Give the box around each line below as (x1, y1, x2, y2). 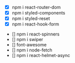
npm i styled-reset (11, 15, 50, 21)
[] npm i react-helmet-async (11, 52, 70, 58)
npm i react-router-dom (11, 4, 61, 10)
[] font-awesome (11, 42, 47, 48)
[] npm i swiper (11, 36, 43, 42)
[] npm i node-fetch (11, 47, 52, 53)
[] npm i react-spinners (11, 31, 59, 37)
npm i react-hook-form (11, 21, 59, 27)
